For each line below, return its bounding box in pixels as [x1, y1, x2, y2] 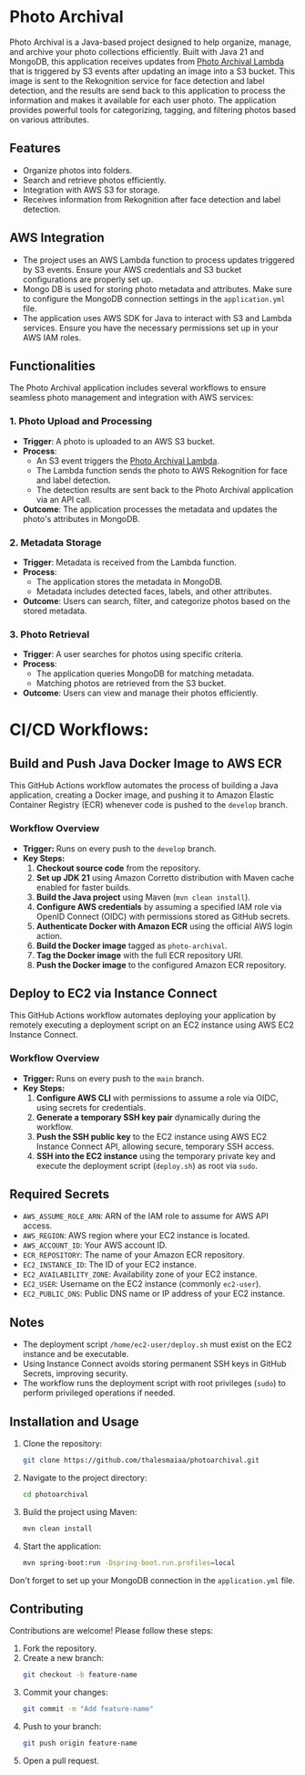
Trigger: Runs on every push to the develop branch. [22, 842, 217, 854]
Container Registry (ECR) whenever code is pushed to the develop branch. [9, 799, 289, 810]
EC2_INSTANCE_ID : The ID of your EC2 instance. [22, 1259, 198, 1270]
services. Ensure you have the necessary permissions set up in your [22, 322, 280, 333]
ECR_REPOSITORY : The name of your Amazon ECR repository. [22, 1249, 245, 1260]
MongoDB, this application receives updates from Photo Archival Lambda [9, 56, 285, 67]
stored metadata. [22, 605, 87, 616]
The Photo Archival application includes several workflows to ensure [9, 382, 267, 393]
